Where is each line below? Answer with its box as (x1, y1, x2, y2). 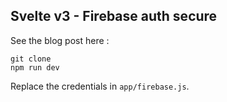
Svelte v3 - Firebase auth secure (10, 8, 218, 25)
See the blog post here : (10, 34, 110, 46)
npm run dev (10, 62, 60, 73)
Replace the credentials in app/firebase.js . (10, 80, 190, 92)
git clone (10, 54, 52, 64)
